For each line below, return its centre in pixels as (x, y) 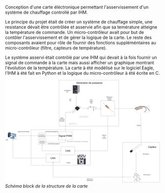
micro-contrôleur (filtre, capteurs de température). (56, 48)
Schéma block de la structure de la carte (47, 186)
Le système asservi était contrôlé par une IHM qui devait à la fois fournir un (81, 57)
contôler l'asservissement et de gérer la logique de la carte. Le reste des (79, 37)
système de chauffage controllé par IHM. (47, 12)
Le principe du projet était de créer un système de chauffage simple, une (79, 22)
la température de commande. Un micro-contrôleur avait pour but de (74, 32)
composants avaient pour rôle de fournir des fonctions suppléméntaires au (81, 43)
